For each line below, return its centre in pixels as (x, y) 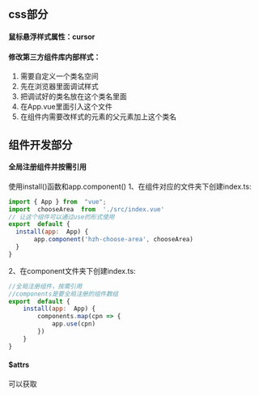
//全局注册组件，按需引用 (45, 286)
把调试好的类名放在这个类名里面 (73, 96)
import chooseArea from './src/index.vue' (86, 209)
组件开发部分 (40, 145)
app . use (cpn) (73, 324)
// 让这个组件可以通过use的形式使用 (62, 217)
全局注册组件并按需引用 (47, 167)
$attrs (19, 365)
